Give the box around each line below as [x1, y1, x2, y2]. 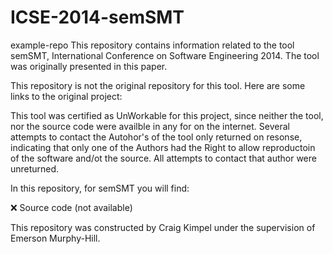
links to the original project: [10, 90, 123, 102]
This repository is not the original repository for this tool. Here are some [10, 79, 306, 91]
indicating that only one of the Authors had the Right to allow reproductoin [10, 141, 316, 153]
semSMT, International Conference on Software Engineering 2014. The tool [10, 49, 320, 61]
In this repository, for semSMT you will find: [10, 182, 190, 194]
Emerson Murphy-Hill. [10, 232, 101, 244]
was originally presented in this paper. [10, 60, 168, 72]
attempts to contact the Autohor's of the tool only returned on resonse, [10, 131, 303, 143]
